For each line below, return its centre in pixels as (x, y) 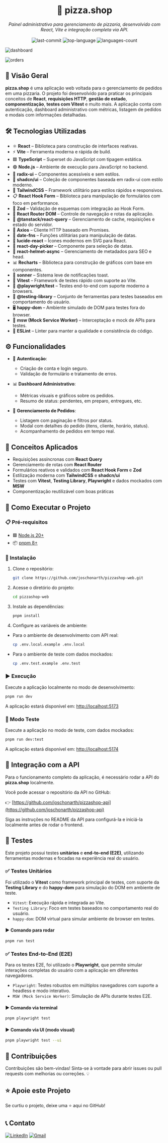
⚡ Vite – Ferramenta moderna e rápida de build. (62, 151)
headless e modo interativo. (41, 991)
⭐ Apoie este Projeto (38, 1090)
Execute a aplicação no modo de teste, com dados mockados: (70, 730)
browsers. (23, 291)
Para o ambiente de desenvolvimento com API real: (65, 635)
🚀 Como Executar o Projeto (48, 507)
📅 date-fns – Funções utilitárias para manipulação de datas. (74, 235)
